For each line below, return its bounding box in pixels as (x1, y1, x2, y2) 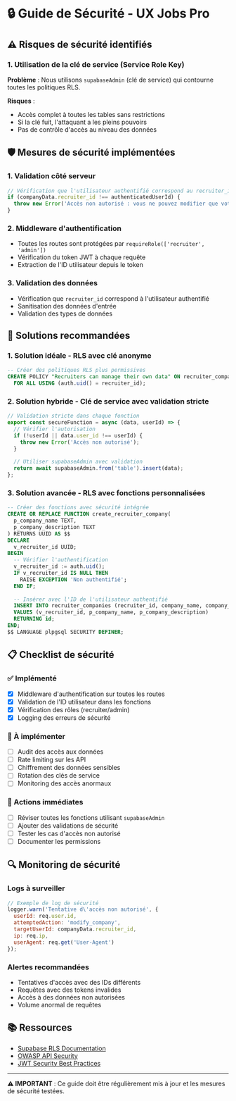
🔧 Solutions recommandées (7, 330, 131, 342)
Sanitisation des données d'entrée (17, 301, 117, 310)
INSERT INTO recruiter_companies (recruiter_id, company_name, (13, 602, 202, 609)
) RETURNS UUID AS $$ (7, 530, 71, 537)
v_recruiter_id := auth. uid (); (13, 563, 105, 571)
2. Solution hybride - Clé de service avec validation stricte (7, 396, 209, 406)
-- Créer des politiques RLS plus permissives (7, 367, 146, 374)
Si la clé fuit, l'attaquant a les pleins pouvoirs (17, 118, 147, 126)
